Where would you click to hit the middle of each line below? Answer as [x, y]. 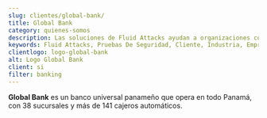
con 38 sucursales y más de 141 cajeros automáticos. [95, 105]
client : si [26, 67]
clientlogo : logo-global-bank [58, 52]
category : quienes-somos [49, 30]
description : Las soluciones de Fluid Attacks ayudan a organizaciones [129, 38]
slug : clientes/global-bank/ [56, 15]
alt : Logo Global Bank [46, 60]
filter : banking [35, 74]
